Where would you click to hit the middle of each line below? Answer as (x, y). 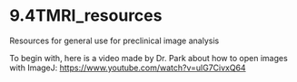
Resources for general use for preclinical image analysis (114, 41)
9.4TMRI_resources (86, 16)
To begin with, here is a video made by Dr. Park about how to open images (148, 58)
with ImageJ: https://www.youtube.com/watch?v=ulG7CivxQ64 (128, 68)
